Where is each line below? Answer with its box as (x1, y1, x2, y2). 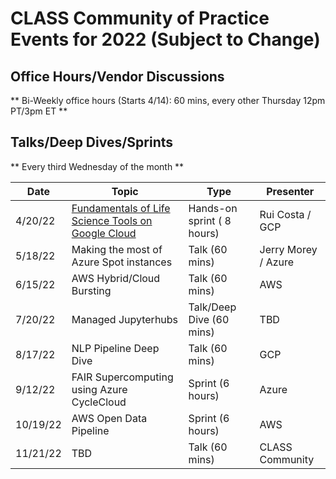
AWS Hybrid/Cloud (71, 271, 161, 285)
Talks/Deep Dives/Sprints (10, 134, 174, 151)
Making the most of (71, 242, 163, 256)
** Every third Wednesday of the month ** (10, 160, 185, 172)
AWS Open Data (71, 411, 148, 425)
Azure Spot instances (71, 255, 173, 269)
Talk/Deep (188, 300, 237, 314)
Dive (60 (188, 312, 230, 326)
